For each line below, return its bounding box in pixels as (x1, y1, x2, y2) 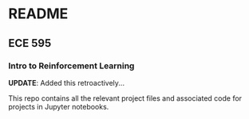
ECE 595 (8, 36, 52, 50)
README (8, 5, 69, 23)
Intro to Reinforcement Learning (8, 60, 135, 71)
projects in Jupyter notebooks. (8, 102, 109, 111)
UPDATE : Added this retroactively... (8, 78, 125, 87)
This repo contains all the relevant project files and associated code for (8, 93, 242, 103)
